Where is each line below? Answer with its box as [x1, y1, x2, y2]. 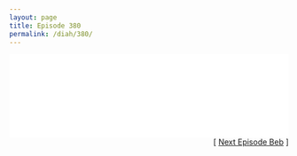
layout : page [9, 12, 58, 22]
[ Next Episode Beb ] [213, 136, 289, 147]
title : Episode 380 [9, 21, 82, 30]
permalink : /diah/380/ [9, 29, 93, 38]
